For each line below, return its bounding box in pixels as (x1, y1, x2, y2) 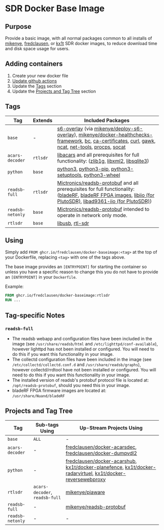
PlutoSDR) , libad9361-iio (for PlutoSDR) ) (57, 198, 152, 204)
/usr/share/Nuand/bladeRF (12, 393, 65, 398)
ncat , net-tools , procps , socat (57, 143, 126, 150)
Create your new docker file (12, 73, 68, 79)
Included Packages (84, 117, 130, 123)
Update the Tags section (12, 83, 62, 89)
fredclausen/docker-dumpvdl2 (65, 449, 138, 456)
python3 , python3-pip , (57, 165, 110, 172)
